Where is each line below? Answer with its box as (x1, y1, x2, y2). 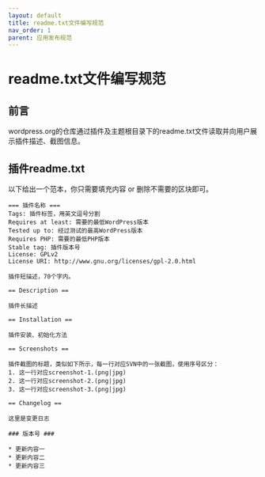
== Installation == (8, 316, 73, 324)
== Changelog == (8, 399, 62, 407)
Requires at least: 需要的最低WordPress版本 (8, 218, 149, 226)
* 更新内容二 (8, 454, 45, 462)
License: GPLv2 (8, 251, 59, 259)
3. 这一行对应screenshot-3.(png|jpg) (8, 385, 127, 394)
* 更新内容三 (8, 462, 45, 471)
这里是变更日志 (8, 415, 50, 423)
